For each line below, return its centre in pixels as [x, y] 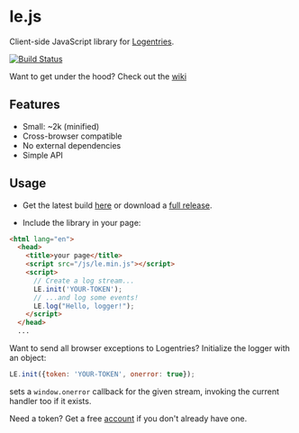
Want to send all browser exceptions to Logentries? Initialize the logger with [150, 348]
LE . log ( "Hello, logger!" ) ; [84, 306]
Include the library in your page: [82, 222]
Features [35, 105]
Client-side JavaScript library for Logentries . [92, 41]
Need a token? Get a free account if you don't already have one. [128, 418]
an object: [28, 358]
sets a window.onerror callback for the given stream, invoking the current [145, 391]
